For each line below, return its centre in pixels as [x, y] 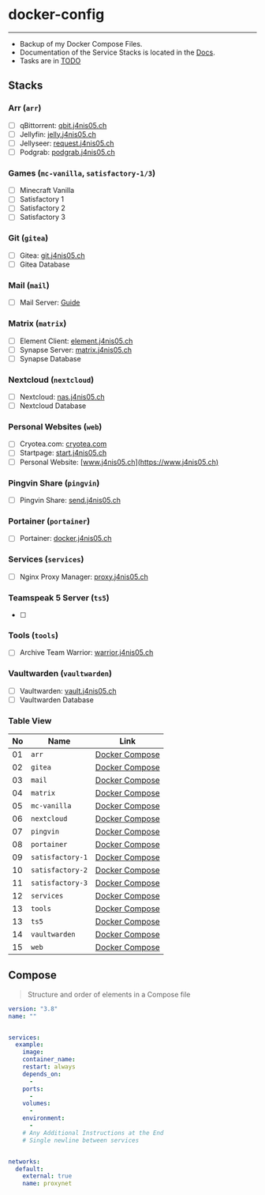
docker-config [56, 15]
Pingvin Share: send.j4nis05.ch [70, 500]
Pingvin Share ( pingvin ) [54, 482]
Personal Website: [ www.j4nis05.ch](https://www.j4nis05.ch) [119, 462]
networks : [24, 1161]
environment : [44, 1118]
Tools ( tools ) [34, 635]
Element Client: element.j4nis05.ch [76, 341]
